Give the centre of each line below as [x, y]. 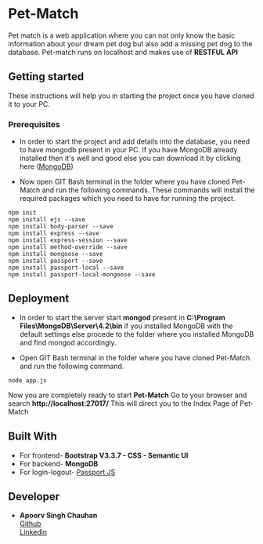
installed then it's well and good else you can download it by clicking [130, 159]
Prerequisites [34, 124]
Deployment [39, 299]
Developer [34, 497]
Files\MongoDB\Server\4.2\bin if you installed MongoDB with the [126, 326]
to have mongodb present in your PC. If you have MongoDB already [128, 150]
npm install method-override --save [68, 247]
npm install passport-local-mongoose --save [82, 275]
